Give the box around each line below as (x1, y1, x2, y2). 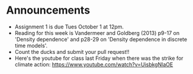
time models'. (14, 42, 48, 49)
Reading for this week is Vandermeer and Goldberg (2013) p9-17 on (14, 29, 179, 36)
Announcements (6, 4, 91, 17)
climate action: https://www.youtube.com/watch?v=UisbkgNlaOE (14, 60, 173, 68)
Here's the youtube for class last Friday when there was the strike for (14, 54, 184, 62)
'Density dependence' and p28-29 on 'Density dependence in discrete (14, 36, 188, 43)
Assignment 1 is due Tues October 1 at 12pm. (14, 23, 124, 30)
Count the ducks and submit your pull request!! (14, 48, 130, 55)
